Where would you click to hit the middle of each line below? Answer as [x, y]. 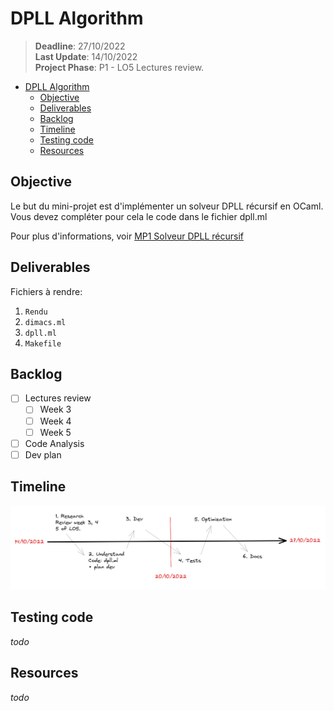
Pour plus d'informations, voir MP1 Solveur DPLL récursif [127, 236]
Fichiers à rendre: [46, 291]
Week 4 [55, 421]
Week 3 [55, 409]
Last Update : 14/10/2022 [86, 56]
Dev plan [43, 454]
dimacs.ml [45, 322]
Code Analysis [54, 443]
